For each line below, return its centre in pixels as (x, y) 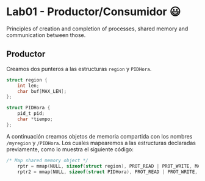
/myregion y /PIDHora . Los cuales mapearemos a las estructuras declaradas (101, 143)
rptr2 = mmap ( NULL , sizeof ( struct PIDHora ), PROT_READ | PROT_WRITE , (108, 172)
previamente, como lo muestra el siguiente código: (70, 149)
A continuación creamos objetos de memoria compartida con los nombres (99, 136)
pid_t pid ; (31, 114)
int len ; (28, 86)
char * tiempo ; (35, 119)
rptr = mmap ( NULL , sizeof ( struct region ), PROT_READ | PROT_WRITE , (105, 166)
